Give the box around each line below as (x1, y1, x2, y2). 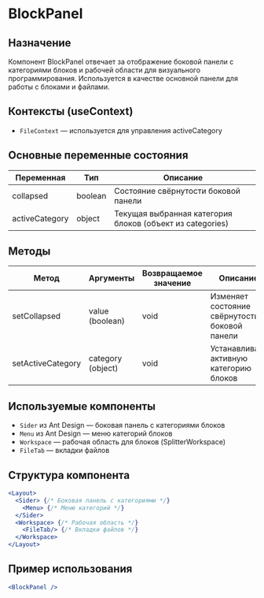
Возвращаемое (141, 268, 203, 279)
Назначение (8, 36, 71, 50)
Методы (8, 245, 51, 258)
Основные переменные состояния (8, 149, 189, 162)
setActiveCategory (12, 358, 82, 369)
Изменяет (210, 291, 249, 302)
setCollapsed (12, 310, 61, 321)
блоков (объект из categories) (113, 217, 229, 228)
